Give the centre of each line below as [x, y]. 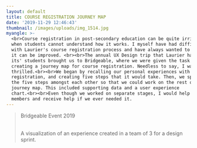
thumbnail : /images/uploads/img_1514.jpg [57, 28]
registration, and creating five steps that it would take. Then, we [98, 77]
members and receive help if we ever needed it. [72, 99]
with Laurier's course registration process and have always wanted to [101, 50]
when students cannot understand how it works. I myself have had [94, 45]
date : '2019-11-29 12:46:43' [42, 22]
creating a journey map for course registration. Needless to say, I [98, 66]
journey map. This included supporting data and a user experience [96, 88]
